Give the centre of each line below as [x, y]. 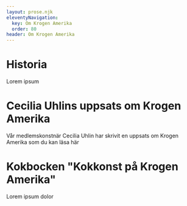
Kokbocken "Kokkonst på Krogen [92, 167]
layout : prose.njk [30, 12]
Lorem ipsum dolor [30, 196]
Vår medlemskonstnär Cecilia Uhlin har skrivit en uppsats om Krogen [92, 136]
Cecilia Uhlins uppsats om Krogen [94, 106]
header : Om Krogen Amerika [41, 35]
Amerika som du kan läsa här [43, 142]
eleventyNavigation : [33, 18]
